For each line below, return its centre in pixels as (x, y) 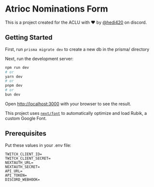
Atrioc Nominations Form (56, 9)
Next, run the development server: (39, 59)
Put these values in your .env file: (38, 145)
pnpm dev (14, 86)
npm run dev (17, 67)
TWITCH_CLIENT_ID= (23, 154)
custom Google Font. (26, 118)
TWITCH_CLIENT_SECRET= (28, 158)
